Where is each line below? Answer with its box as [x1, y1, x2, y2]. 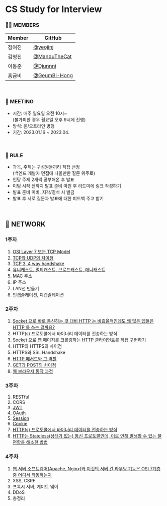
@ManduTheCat [33, 53, 72, 60]
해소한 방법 [26, 439, 48, 446]
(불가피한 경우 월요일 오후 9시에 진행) [12, 116, 86, 122]
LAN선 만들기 [12, 285, 39, 291]
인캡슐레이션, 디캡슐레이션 [12, 291, 64, 298]
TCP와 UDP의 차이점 [12, 255, 54, 261]
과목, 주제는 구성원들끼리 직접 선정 [12, 164, 80, 170]
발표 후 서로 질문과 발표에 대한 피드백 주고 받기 [12, 196, 104, 202]
